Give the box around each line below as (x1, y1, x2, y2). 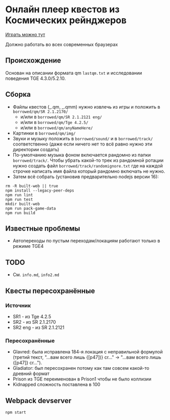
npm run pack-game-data (5, 206, 56, 211)
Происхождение (5, 56, 61, 65)
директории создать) (12, 146, 59, 152)
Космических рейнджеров (5, 14, 127, 26)
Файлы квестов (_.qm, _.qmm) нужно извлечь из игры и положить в (12, 103, 160, 110)
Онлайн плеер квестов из (5, 4, 120, 15)
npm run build (5, 210, 36, 216)
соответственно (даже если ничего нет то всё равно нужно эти (12, 141, 153, 147)
